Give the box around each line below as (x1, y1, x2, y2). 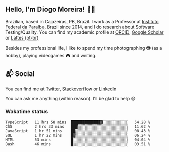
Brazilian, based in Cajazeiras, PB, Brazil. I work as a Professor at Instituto (5, 18, 159, 24)
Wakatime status (5, 108, 48, 115)
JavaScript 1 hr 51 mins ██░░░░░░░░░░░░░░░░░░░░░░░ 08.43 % (5, 128, 151, 133)
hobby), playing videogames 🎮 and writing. (5, 52, 97, 58)
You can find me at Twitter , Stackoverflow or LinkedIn (5, 86, 117, 92)
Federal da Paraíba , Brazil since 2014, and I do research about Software (5, 24, 155, 30)
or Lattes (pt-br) (5, 34, 39, 41)
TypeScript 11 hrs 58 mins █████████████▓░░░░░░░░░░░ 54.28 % (5, 120, 151, 125)
